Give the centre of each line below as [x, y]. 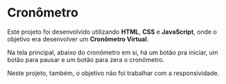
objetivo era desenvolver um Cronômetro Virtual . [78, 39]
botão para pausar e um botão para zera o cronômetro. [86, 59]
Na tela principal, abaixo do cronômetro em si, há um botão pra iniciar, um [113, 52]
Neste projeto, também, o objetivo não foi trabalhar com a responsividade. [113, 73]
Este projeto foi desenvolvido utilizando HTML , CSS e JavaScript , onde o [112, 32]
